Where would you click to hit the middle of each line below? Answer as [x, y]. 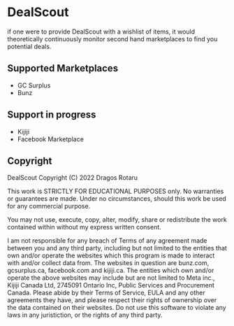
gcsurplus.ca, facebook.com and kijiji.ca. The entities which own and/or [111, 271]
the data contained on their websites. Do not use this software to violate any [117, 308]
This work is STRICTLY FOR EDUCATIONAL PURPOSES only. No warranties [116, 191]
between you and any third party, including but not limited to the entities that [117, 248]
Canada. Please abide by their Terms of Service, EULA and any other [106, 293]
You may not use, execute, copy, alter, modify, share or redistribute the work [117, 220]
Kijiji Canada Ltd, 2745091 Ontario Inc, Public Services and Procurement [111, 285]
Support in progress [52, 115]
